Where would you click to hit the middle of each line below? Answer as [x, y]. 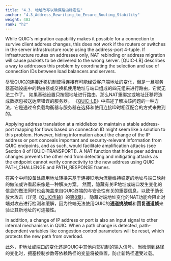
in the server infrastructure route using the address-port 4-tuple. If [75, 50]
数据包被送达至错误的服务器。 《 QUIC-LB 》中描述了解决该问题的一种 [82, 101]
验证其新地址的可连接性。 [32, 210]
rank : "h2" [17, 24]
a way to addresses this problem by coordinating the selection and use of [82, 66]
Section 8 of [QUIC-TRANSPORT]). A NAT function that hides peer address [84, 151]
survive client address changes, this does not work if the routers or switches [85, 44]
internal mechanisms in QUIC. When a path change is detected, [72, 226]
